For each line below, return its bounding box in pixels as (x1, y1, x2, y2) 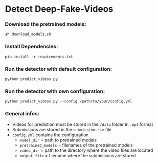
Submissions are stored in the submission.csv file (12, 126, 112, 132)
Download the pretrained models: (5, 21, 87, 28)
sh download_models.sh (5, 32, 51, 37)
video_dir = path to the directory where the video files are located (19, 147, 153, 153)
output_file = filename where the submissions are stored (19, 152, 136, 158)
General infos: (5, 110, 40, 117)
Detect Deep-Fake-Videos (5, 3, 113, 15)
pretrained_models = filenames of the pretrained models (19, 142, 133, 148)
